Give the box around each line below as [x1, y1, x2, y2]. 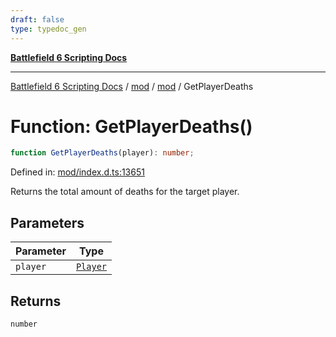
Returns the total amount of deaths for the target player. [10, 186, 240, 198]
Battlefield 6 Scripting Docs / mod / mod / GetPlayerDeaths [10, 80, 254, 92]
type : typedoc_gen [10, 24, 87, 34]
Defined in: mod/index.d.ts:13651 [10, 166, 145, 178]
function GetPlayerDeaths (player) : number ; [10, 148, 195, 158]
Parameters [10, 214, 85, 231]
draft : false [10, 14, 65, 25]
